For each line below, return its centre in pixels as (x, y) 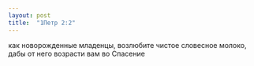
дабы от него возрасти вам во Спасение (77, 53)
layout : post (30, 15)
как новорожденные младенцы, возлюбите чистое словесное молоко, (127, 45)
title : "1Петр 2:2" (42, 23)
